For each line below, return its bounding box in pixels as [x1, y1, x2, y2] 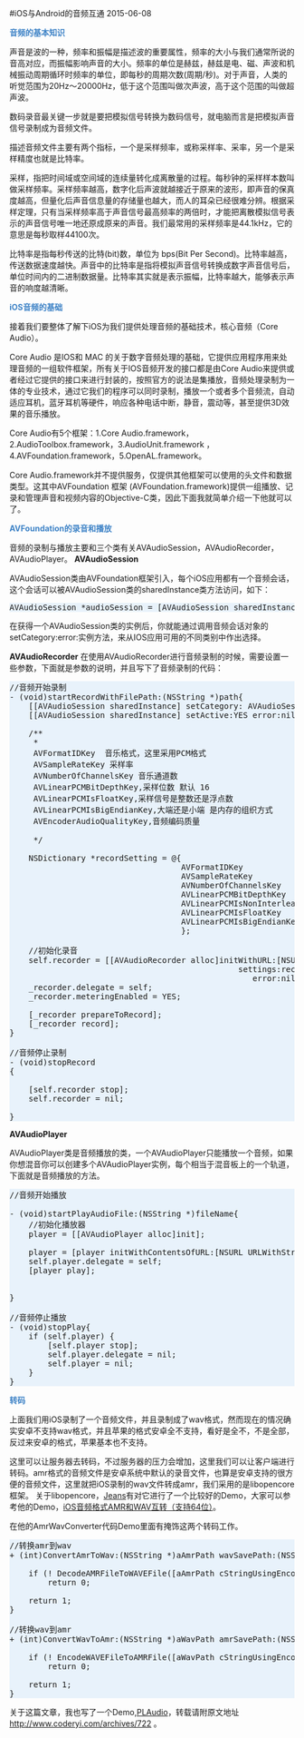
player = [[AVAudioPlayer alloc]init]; [28, 1229, 205, 1239]
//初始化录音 [28, 946, 79, 956]
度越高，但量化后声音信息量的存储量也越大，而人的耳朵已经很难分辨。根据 [9, 195, 287, 206]
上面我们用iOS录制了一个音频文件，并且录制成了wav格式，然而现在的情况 [9, 1414, 284, 1425]
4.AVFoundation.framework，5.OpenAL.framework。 [9, 450, 206, 461]
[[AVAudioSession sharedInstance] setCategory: [28, 702, 244, 711]
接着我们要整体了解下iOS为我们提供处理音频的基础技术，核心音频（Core [9, 321, 279, 331]
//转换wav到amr [9, 1625, 72, 1635]
